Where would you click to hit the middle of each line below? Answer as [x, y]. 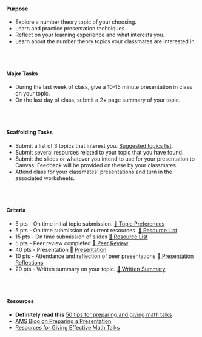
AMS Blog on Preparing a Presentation [63, 321]
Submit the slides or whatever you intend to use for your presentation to [105, 159]
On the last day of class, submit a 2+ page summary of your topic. [98, 100]
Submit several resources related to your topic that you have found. [99, 152]
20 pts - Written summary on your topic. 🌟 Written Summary [90, 269]
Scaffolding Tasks [30, 132]
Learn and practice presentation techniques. [70, 29]
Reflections [29, 262]
